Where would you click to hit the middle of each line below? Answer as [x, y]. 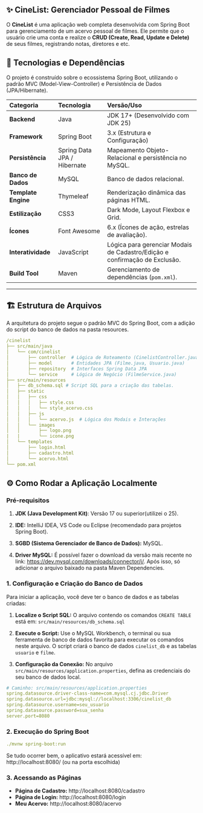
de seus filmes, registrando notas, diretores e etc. [68, 44]
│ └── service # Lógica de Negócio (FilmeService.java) [92, 374]
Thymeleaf [73, 196]
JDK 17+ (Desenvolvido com [148, 115]
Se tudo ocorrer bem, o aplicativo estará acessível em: [74, 756]
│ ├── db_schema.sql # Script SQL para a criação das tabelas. [90, 386]
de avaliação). [127, 235]
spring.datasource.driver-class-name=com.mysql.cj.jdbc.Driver [88, 694]
